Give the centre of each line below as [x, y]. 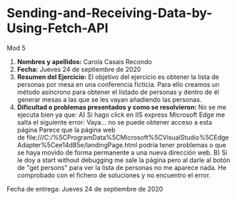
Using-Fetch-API [57, 28]
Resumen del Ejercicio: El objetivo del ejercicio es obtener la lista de [118, 77]
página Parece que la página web [66, 130]
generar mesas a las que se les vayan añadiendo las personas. [109, 99]
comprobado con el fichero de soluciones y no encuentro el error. [114, 175]
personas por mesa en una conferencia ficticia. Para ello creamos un [118, 84]
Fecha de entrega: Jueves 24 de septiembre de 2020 [85, 189]
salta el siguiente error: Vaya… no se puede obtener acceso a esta [114, 122]
